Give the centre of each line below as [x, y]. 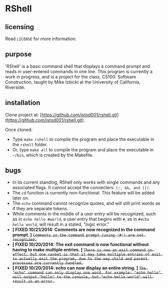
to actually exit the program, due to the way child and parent [80, 259]
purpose [19, 54]
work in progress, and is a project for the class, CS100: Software [71, 77]
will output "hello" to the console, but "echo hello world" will [82, 277]
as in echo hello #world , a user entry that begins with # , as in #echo [81, 219]
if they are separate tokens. [40, 209]
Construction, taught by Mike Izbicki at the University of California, [73, 82]
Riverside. [15, 87]
